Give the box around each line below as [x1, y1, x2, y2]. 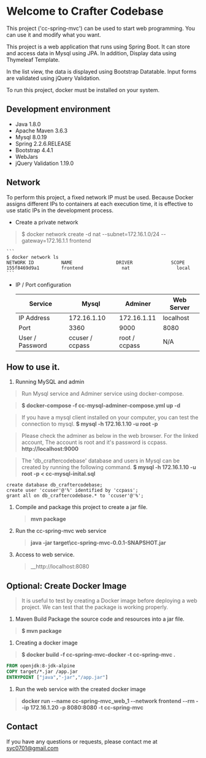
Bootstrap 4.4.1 [15, 146, 53, 154]
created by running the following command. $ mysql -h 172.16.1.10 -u [21, 464, 196, 471]
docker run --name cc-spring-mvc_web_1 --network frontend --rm [21, 697, 195, 705]
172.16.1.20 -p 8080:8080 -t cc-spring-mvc [30, 703, 144, 711]
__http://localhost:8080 [30, 563, 90, 570]
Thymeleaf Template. [6, 56, 60, 63]
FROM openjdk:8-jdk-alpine [6, 663, 75, 669]
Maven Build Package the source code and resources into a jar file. [15, 615, 185, 623]
